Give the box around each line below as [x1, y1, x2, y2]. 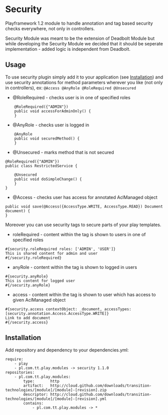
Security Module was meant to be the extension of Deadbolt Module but [5, 35, 155, 41]
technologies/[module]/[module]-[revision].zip [5, 387, 107, 392]
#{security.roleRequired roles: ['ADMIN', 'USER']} [5, 246, 116, 251]
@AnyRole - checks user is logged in [12, 122, 90, 128]
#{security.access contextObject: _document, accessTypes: [5, 306, 132, 312]
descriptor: [23, 392, 49, 397]
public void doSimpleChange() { [14, 176, 82, 182]
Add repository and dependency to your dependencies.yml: [5, 347, 129, 353]
